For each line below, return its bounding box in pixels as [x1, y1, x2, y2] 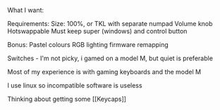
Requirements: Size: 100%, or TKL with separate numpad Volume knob [7, 20, 213, 27]
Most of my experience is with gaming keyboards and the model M [7, 68, 202, 76]
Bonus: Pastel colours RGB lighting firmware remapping [7, 41, 169, 48]
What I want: [7, 6, 44, 14]
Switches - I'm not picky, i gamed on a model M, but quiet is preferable [7, 54, 214, 62]
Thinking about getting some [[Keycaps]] [7, 95, 127, 103]
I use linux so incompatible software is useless [7, 81, 142, 90]
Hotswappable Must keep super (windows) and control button [7, 27, 188, 35]
